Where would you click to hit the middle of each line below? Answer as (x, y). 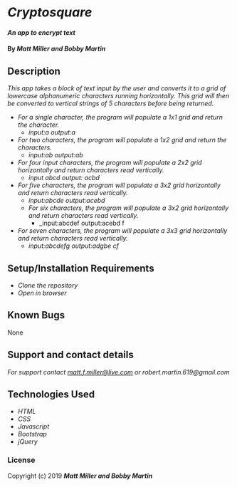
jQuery (27, 441)
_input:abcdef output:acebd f (81, 223)
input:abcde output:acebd (67, 201)
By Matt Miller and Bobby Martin (57, 49)
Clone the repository (48, 285)
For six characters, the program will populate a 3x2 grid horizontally (128, 208)
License (21, 460)
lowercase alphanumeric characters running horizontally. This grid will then (118, 96)
